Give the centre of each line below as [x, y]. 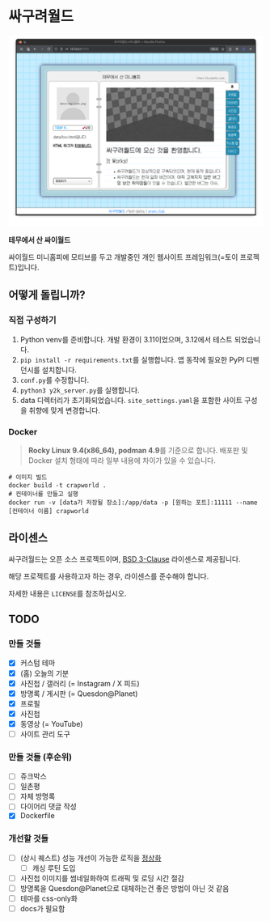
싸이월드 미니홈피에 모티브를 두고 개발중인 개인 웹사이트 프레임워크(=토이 [123, 257]
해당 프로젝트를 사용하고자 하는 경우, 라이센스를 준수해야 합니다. [109, 576]
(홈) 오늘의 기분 [44, 673]
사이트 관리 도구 [45, 734]
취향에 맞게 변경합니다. [65, 410]
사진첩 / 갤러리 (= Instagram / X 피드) [80, 683]
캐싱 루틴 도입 [54, 868]
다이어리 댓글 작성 [48, 807]
